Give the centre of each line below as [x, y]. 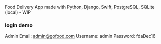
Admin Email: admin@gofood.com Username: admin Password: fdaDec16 [80, 36]
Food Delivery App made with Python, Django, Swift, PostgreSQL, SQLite [80, 7]
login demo [19, 25]
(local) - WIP [18, 12]
